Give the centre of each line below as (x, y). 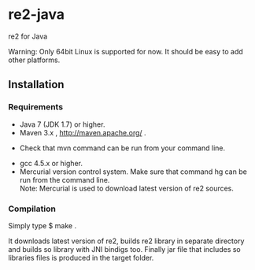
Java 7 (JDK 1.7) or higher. (62, 124)
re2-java (37, 15)
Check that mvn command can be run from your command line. (122, 148)
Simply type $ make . (42, 225)
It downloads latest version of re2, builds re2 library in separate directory (126, 241)
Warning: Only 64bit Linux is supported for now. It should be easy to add (126, 51)
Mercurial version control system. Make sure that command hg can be (133, 172)
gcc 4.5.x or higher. (51, 163)
